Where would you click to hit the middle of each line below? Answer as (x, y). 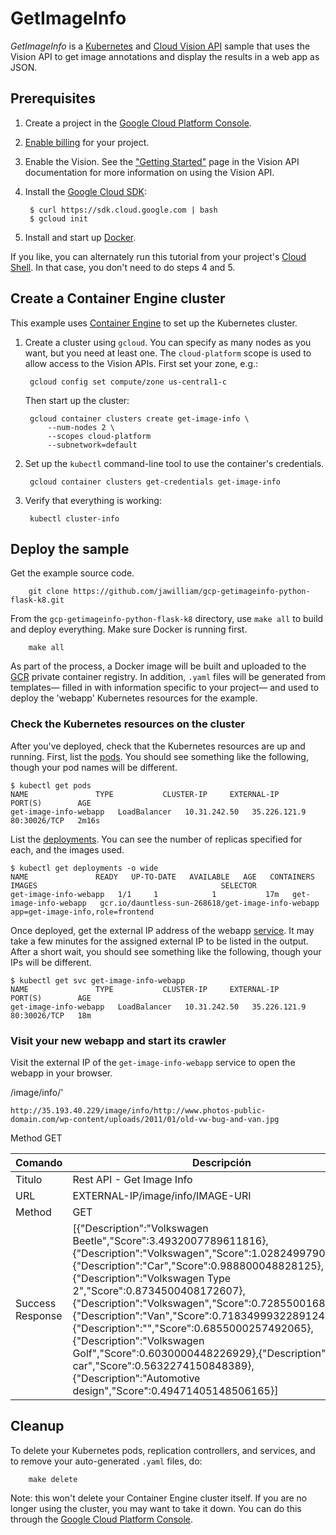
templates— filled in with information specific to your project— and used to (165, 688)
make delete (53, 1479)
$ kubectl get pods (51, 785)
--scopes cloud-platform (99, 436)
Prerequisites (53, 98)
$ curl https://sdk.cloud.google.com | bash (123, 210)
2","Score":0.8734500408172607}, (159, 1290)
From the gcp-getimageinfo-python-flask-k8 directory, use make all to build (167, 619)
